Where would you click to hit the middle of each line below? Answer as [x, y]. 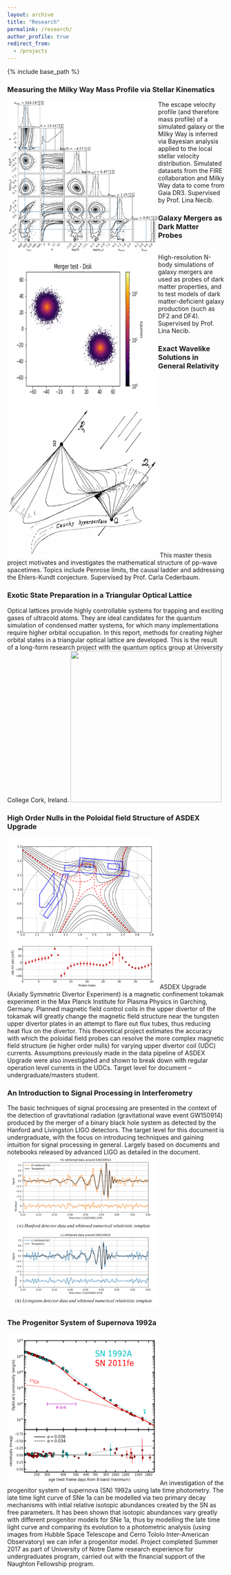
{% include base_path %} [43, 72]
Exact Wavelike [184, 349]
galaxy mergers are [186, 272]
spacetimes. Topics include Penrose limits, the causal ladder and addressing [116, 570]
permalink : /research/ [40, 29]
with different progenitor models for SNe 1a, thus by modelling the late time [114, 1520]
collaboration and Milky [191, 178]
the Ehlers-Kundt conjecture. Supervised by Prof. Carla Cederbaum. [104, 577]
